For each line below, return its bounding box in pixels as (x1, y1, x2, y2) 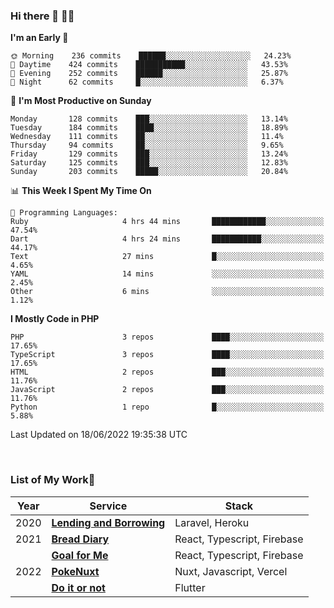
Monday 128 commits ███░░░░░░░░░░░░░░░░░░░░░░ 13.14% (10, 114, 288, 124)
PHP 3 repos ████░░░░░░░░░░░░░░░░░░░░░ (10, 332, 325, 343)
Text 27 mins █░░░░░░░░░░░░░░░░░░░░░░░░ (10, 252, 325, 262)
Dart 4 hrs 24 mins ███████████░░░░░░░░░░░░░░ (10, 234, 325, 244)
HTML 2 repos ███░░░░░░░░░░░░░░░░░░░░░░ (10, 367, 325, 378)
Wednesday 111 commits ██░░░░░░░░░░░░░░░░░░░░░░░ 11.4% (10, 132, 284, 142)
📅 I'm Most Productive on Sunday (10, 95, 152, 107)
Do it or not (51, 580, 106, 594)
